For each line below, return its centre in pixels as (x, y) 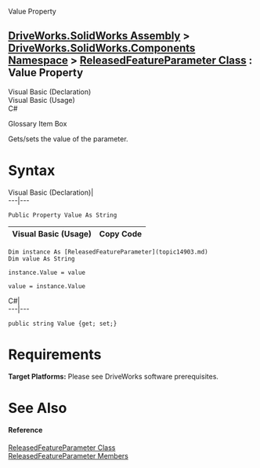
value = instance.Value (47, 286)
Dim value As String (42, 258)
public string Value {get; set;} (63, 324)
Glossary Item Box (38, 123)
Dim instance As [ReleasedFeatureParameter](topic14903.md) (108, 252)
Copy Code (121, 233)
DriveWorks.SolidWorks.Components (102, 48)
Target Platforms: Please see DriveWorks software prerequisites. (114, 376)
